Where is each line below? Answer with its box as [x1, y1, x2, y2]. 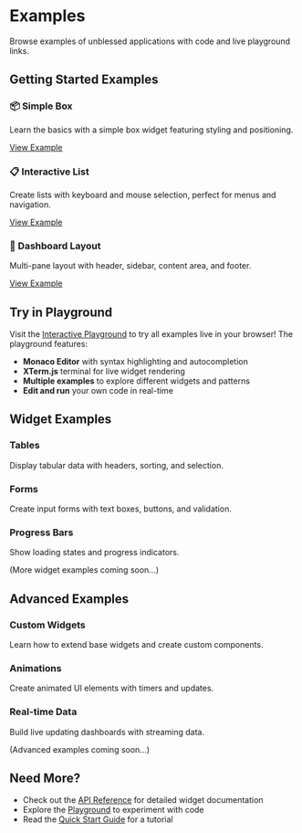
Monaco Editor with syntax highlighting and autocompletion [22, 356, 248, 367]
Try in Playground [9, 304, 113, 320]
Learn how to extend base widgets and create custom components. [9, 639, 264, 649]
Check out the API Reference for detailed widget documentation [22, 795, 264, 806]
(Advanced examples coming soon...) [9, 743, 151, 754]
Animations [9, 661, 62, 674]
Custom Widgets [9, 618, 86, 631]
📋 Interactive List [9, 165, 89, 178]
